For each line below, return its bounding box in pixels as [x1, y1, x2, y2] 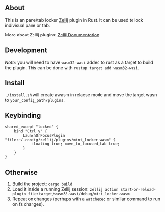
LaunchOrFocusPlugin [23, 133, 65, 138]
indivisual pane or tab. [5, 22, 50, 28]
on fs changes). [12, 201, 44, 207]
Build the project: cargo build [12, 181, 73, 187]
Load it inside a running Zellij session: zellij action [12, 186, 119, 192]
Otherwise [5, 168, 38, 177]
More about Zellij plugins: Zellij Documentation [5, 32, 99, 37]
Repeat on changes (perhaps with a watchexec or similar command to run [12, 196, 160, 202]
